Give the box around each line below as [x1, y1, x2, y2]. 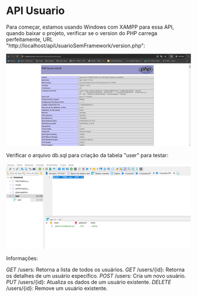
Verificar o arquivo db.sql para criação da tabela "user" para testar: [6, 152, 169, 159]
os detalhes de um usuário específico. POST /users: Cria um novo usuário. [6, 272, 186, 279]
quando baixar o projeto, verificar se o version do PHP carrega [6, 29, 158, 36]
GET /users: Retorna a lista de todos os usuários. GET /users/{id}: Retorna [6, 266, 185, 273]
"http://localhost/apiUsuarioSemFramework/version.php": [6, 42, 145, 49]
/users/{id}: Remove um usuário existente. [6, 285, 108, 292]
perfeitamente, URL [6, 36, 53, 43]
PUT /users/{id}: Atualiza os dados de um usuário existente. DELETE [6, 278, 171, 285]
